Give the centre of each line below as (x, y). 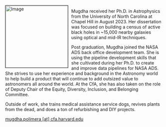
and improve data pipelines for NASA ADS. (115, 68)
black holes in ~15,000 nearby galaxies (111, 32)
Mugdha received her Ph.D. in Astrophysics (116, 11)
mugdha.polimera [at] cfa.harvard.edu (44, 119)
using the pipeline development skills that (114, 58)
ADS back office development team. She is (115, 52)
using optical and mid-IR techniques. (109, 37)
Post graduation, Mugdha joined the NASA (115, 47)
